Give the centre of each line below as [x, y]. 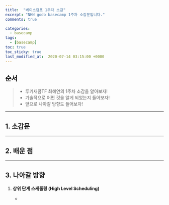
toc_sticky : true [23, 52]
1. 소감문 [18, 126]
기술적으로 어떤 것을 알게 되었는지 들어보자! [67, 98]
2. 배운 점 [19, 151]
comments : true [21, 19]
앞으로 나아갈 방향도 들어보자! [54, 104]
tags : [11, 38]
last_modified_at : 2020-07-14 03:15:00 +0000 [55, 57]
